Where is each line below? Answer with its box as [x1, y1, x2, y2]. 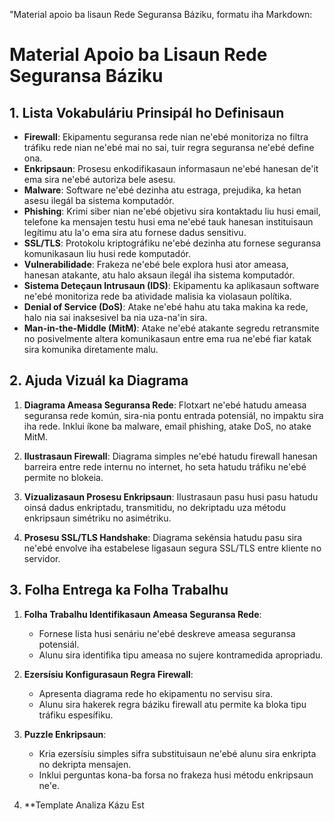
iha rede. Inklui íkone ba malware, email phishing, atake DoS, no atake [23, 420, 312, 432]
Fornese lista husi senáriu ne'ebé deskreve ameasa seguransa [38, 627, 296, 639]
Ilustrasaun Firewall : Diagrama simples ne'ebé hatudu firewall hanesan [23, 450, 318, 462]
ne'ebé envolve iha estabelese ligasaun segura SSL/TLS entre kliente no [23, 542, 322, 554]
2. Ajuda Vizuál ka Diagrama [9, 372, 189, 389]
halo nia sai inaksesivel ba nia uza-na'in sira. [23, 312, 208, 323]
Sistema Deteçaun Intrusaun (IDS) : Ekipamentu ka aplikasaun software [23, 280, 320, 291]
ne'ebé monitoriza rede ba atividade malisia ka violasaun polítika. [23, 290, 292, 302]
